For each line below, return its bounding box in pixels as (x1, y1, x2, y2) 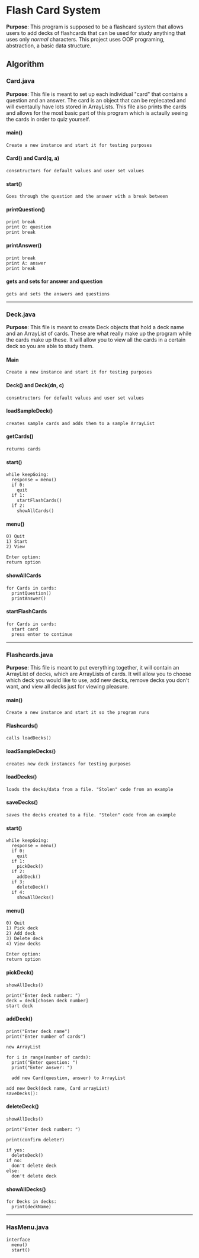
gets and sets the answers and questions (6, 291, 110, 297)
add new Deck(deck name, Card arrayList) (6, 1085, 110, 1091)
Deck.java (6, 310, 36, 318)
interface (6, 1237, 31, 1243)
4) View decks (6, 941, 41, 947)
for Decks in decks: (6, 1199, 57, 1205)
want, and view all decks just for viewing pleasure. (6, 683, 129, 690)
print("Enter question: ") (11, 1059, 78, 1066)
